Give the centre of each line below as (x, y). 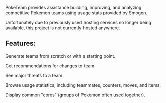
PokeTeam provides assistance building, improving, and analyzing (73, 7)
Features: (21, 44)
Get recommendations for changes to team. (50, 66)
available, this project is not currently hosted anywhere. (63, 28)
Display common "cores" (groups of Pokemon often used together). (75, 95)
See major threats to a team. (34, 75)
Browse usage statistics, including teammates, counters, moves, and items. (83, 85)
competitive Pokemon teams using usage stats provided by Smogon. (76, 13)
